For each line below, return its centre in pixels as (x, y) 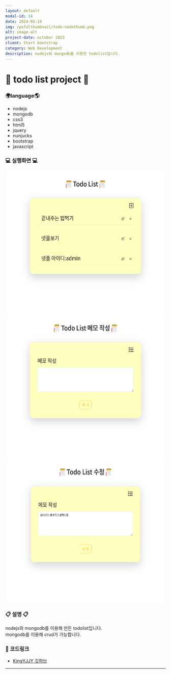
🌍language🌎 (22, 96)
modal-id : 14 (19, 16)
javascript (23, 146)
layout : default (22, 11)
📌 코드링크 (17, 649)
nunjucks (22, 136)
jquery (19, 130)
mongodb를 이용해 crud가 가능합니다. (43, 634)
